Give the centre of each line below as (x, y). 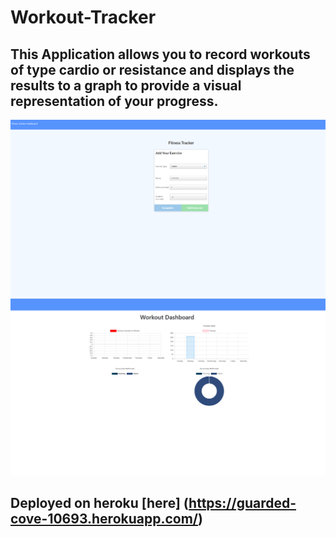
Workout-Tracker (83, 17)
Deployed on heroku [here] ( (100, 503)
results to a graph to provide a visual (126, 85)
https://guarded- (242, 503)
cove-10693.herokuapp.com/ (104, 519)
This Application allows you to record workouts (160, 54)
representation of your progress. (114, 101)
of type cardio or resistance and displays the (152, 69)
